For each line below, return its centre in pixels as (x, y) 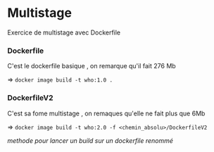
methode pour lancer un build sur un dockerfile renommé (90, 140)
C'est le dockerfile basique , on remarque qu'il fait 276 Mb (92, 66)
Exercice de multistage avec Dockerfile (64, 32)
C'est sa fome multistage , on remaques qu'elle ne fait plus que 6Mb (106, 113)
